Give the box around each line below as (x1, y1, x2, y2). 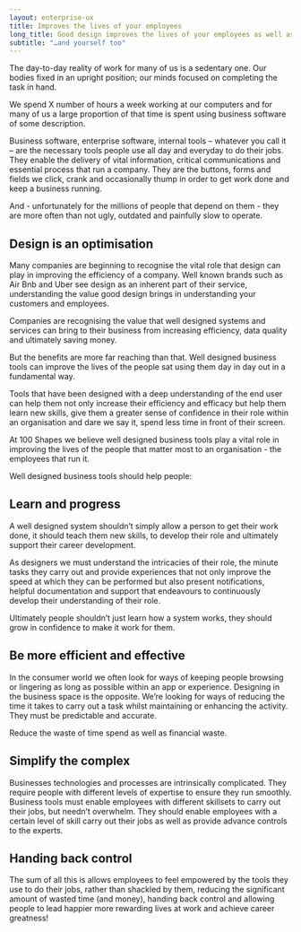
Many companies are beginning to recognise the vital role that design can (9, 260, 281, 271)
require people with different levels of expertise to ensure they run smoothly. (9, 787, 292, 797)
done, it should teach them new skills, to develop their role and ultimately (9, 530, 279, 541)
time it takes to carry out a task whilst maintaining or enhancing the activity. (9, 701, 288, 711)
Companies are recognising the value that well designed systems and (9, 316, 266, 327)
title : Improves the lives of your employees (9, 22, 182, 30)
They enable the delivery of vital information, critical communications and (9, 154, 281, 166)
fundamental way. (9, 371, 76, 382)
